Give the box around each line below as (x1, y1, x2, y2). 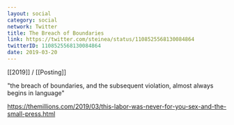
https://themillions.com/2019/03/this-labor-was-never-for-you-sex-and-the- (7, 102, 227, 110)
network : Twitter (7, 23, 58, 30)
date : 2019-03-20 (7, 49, 58, 56)
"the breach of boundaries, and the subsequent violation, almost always (7, 81, 214, 90)
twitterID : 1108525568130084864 (7, 42, 101, 49)
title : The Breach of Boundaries (7, 29, 104, 37)
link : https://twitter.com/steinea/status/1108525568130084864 (7, 36, 195, 43)
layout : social (7, 10, 52, 17)
